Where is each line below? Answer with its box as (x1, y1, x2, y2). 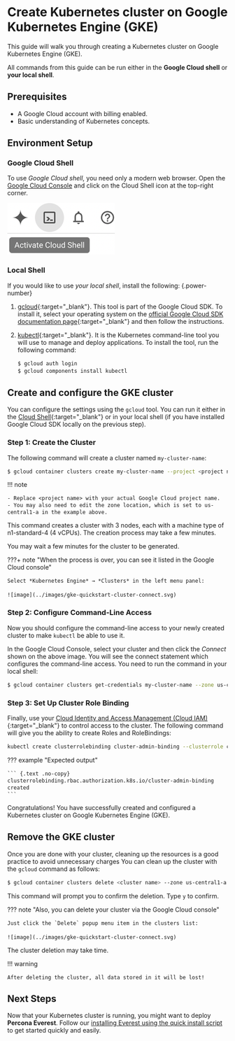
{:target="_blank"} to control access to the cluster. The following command (7, 721, 224, 730)
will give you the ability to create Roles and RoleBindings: (7, 728, 171, 737)
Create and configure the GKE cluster (7, 386, 173, 399)
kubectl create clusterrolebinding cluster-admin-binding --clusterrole (7, 743, 224, 750)
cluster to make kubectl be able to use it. (7, 631, 125, 639)
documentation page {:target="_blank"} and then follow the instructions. (17, 317, 225, 325)
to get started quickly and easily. (7, 1026, 101, 1035)
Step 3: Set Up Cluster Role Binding (7, 697, 129, 707)
